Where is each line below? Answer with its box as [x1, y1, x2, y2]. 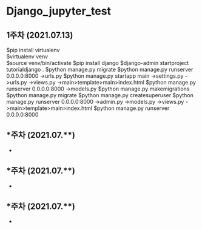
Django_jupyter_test [6, 4, 111, 18]
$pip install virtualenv [6, 47, 60, 53]
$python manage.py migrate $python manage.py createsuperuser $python [6, 92, 194, 98]
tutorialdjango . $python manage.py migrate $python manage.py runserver [6, 66, 194, 73]
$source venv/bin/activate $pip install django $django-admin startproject [6, 60, 189, 66]
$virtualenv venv [6, 53, 49, 60]
